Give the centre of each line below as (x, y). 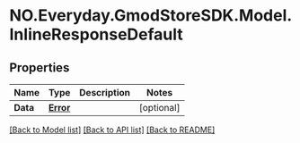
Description (105, 93)
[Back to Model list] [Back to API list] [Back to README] (112, 130)
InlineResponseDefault (97, 34)
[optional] (159, 108)
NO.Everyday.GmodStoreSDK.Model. (151, 16)
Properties (40, 67)
